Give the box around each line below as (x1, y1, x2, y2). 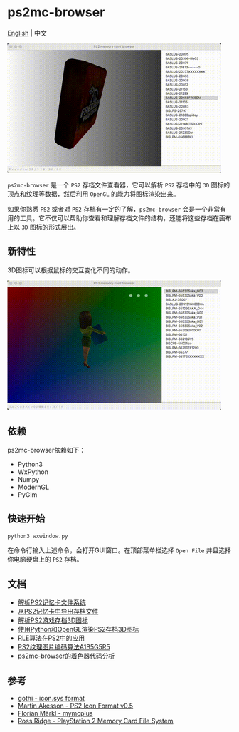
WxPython (17, 468, 48, 476)
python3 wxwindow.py (7, 532, 69, 540)
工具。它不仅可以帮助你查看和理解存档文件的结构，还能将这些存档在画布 (19, 213, 232, 222)
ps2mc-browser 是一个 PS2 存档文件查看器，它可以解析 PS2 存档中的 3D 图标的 (7, 180, 230, 189)
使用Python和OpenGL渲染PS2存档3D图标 (17, 625, 139, 634)
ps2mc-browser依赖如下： (7, 445, 86, 454)
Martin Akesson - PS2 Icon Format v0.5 (17, 701, 134, 710)
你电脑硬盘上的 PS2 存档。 (7, 555, 83, 564)
